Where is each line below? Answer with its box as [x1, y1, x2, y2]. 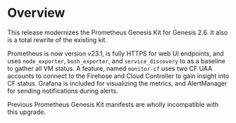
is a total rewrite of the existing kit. [7, 35, 108, 44]
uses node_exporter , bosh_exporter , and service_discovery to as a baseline [7, 56, 225, 65]
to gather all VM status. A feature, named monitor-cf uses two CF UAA [7, 64, 213, 72]
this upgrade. [7, 108, 46, 116]
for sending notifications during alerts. [7, 86, 118, 95]
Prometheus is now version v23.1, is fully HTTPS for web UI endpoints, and [7, 49, 224, 58]
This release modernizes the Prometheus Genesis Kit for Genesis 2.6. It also [7, 28, 228, 37]
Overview [7, 5, 66, 21]
